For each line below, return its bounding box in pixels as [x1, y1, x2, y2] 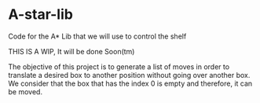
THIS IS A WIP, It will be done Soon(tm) [8, 46, 135, 56]
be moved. [8, 86, 43, 96]
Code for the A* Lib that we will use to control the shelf [8, 31, 187, 41]
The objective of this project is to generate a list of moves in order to [8, 61, 230, 72]
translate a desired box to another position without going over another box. [8, 70, 251, 79]
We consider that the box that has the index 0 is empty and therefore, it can [8, 79, 253, 88]
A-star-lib [8, 6, 73, 24]
